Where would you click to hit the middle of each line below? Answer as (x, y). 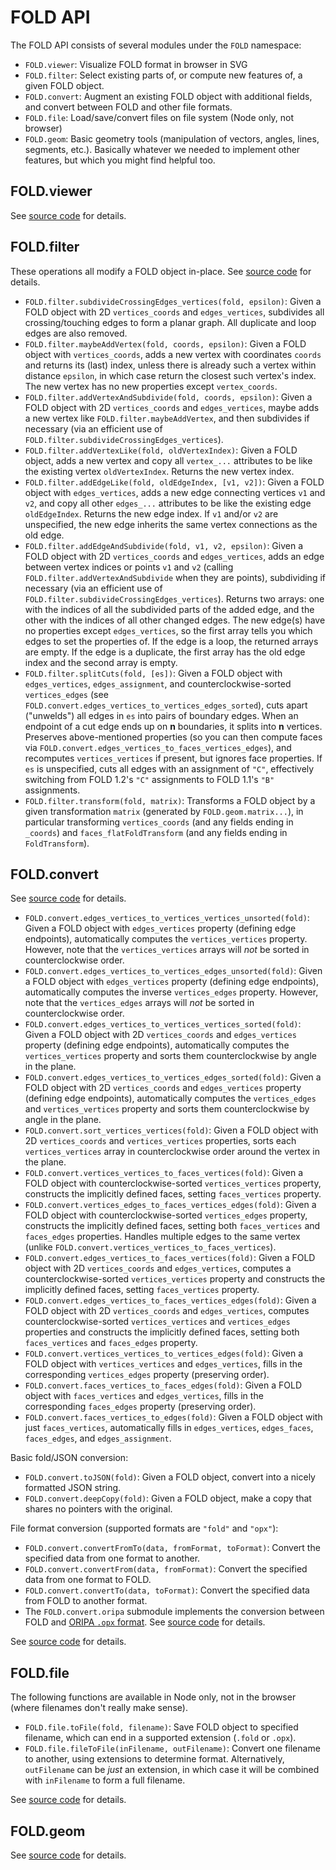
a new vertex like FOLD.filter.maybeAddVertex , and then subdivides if (167, 418)
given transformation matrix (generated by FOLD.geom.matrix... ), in (164, 811)
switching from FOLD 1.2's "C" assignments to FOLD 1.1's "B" (149, 779)
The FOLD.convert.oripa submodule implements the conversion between (174, 1612)
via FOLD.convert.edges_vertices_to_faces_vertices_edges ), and (158, 747)
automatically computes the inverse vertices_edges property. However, (171, 992)
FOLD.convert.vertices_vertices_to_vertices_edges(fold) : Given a (164, 1353)
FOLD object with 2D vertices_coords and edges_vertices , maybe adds (172, 407)
